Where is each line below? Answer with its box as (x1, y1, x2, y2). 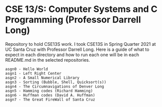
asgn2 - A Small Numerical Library (5, 75, 80, 80)
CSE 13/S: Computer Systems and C (5, 3, 158, 15)
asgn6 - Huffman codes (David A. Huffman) (5, 93, 95, 98)
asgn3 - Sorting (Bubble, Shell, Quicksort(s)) (5, 80, 107, 85)
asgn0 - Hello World (5, 66, 49, 72)
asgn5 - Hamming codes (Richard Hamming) (5, 88, 93, 93)
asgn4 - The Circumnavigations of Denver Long (5, 84, 104, 89)
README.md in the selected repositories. (5, 57, 90, 63)
